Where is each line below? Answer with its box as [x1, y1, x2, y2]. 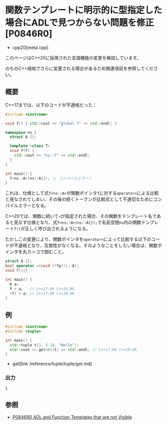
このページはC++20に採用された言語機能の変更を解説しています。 [5, 54, 141, 60]
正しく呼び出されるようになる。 [24, 226, 91, 232]
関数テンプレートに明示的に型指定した [5, 4, 163, 16]
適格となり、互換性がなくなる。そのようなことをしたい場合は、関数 [18, 243, 158, 249]
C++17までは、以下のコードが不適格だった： [5, 102, 97, 108]
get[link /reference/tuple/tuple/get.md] [12, 361, 92, 367]
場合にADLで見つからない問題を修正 [5, 17, 154, 28]
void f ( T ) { [9, 148, 35, 153]
